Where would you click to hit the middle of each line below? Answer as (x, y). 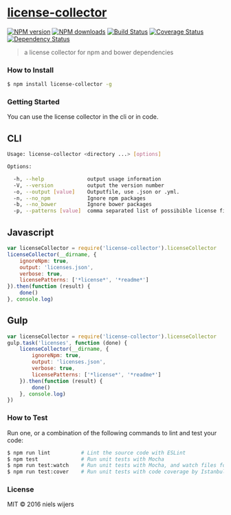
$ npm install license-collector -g (59, 84)
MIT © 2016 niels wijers (41, 504)
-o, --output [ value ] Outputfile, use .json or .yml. (97, 192)
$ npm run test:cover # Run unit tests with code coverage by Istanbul (117, 472)
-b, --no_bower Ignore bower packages (83, 205)
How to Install (30, 70)
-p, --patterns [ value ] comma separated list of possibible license (115, 211)
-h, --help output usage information (87, 179)
